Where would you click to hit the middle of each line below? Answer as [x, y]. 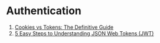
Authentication [44, 11]
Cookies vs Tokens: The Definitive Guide [64, 27]
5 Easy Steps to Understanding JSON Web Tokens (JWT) [84, 33]
